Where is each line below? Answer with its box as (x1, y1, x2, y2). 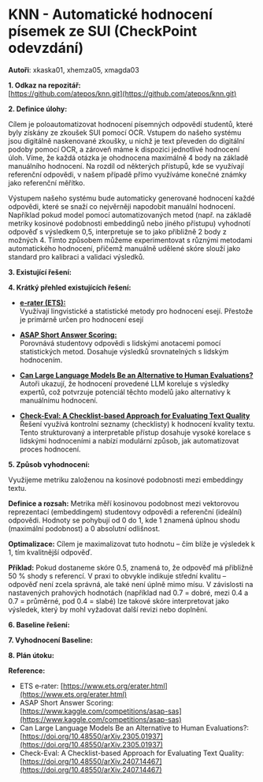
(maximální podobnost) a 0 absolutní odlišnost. (8, 523, 161, 533)
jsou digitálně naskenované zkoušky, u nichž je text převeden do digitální (8, 136, 245, 145)
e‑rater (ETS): (19, 297, 66, 307)
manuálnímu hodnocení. (19, 395, 98, 405)
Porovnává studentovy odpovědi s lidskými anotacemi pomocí (19, 338, 221, 348)
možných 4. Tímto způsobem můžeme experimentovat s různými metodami (8, 235, 253, 245)
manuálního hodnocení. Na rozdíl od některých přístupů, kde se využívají (8, 161, 244, 170)
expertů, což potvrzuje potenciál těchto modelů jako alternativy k (19, 387, 231, 396)
